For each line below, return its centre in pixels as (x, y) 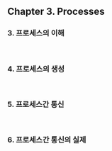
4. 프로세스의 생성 (36, 69)
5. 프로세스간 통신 (36, 104)
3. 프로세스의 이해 (36, 33)
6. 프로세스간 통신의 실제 (47, 140)
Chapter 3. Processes (56, 12)
